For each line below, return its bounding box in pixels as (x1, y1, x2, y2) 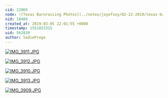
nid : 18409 (5, 16, 28, 21)
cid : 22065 (5, 7, 28, 12)
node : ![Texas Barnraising (5, 12, 61, 17)
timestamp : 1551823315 (5, 26, 52, 31)
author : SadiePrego (5, 35, 46, 40)
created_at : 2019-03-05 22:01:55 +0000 (5, 21, 88, 26)
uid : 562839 (5, 30, 30, 35)
